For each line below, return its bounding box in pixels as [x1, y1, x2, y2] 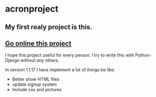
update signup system [12, 81, 57, 87]
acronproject [5, 3, 58, 15]
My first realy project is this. [5, 23, 93, 31]
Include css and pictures [12, 87, 62, 93]
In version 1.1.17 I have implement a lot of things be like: [5, 67, 116, 73]
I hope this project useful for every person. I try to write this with [5, 52, 135, 58]
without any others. [20, 58, 59, 63]
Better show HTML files [12, 77, 60, 82]
